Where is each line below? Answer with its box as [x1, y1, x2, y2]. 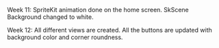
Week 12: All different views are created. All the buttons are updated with [7, 26, 212, 34]
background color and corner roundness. [7, 33, 123, 41]
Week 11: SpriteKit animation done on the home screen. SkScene [7, 6, 190, 14]
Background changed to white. [7, 13, 94, 21]
